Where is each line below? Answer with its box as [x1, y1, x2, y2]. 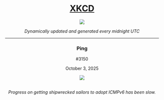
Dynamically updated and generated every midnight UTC [24, 28, 140, 34]
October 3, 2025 [65, 65, 99, 71]
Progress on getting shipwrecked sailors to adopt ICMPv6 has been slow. [8, 89, 156, 95]
